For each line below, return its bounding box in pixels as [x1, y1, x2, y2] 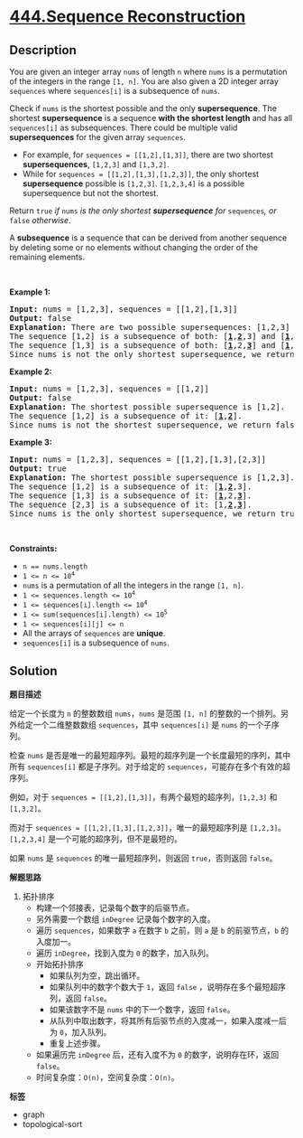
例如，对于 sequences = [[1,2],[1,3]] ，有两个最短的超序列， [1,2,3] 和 [9, 791, 278, 802]
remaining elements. [9, 251, 86, 262]
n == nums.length [22, 562, 88, 571]
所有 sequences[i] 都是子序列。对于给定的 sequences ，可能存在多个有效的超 [9, 761, 291, 772]
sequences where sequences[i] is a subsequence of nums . [9, 86, 221, 96]
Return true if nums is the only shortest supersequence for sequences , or [9, 205, 277, 216]
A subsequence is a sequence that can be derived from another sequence [9, 232, 288, 243]
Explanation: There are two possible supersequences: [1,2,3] [9, 323, 290, 332]
